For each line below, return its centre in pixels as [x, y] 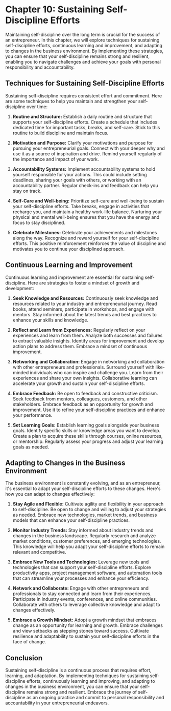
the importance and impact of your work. [56, 159]
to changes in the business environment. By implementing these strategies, [84, 51]
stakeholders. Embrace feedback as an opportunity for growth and [83, 404]
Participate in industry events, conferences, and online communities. [85, 599]
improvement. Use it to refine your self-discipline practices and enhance [89, 410]
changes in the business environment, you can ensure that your [72, 687]
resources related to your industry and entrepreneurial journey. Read [85, 303]
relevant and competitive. [39, 552]
